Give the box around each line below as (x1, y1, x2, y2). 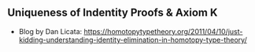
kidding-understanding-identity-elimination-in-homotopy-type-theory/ (18, 35, 247, 44)
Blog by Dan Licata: (18, 26, 83, 36)
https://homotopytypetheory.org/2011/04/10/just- (83, 26, 243, 36)
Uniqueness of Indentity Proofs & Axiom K (7, 6, 218, 19)
